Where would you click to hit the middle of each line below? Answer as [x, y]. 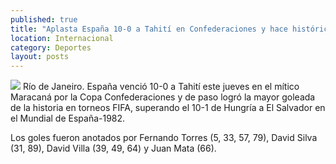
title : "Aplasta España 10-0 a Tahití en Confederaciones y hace [149, 29]
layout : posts [40, 57]
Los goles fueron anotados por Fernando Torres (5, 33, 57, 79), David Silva [164, 138]
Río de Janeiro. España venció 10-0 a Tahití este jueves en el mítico [161, 87]
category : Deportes [51, 47]
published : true [44, 19]
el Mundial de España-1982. [68, 118]
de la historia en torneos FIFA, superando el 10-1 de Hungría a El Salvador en [168, 108]
